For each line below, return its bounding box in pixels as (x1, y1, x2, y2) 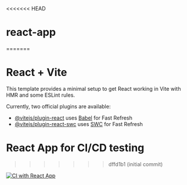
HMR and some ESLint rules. (6, 91, 75, 98)
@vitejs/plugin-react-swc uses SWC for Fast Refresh (14, 120, 143, 127)
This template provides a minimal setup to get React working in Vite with (6, 85, 181, 92)
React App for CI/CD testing (6, 141, 145, 155)
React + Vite (6, 66, 68, 79)
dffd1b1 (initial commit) (108, 160, 163, 167)
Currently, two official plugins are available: (6, 103, 111, 110)
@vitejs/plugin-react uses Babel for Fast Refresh (14, 114, 133, 121)
